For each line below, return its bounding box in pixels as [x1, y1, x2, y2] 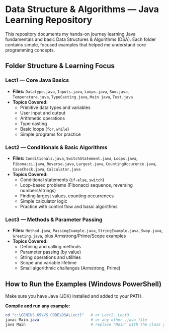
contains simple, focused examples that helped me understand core [5, 41, 146, 47]
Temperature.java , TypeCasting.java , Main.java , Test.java [12, 93, 133, 99]
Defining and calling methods [20, 244, 81, 250]
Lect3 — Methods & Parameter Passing [5, 216, 103, 223]
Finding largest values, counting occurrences [20, 193, 114, 199]
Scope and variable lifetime [20, 260, 77, 266]
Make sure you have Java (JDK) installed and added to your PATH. [5, 293, 143, 299]
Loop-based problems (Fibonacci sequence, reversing [20, 182, 133, 188]
